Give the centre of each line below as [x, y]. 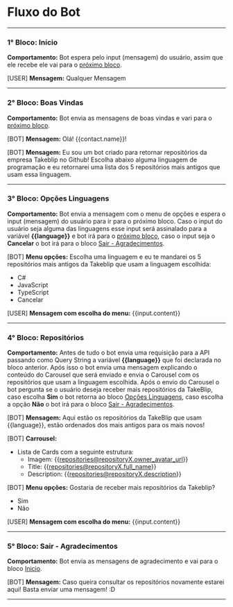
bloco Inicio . [25, 569]
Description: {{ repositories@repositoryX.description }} [104, 474]
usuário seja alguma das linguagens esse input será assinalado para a [107, 228]
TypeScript [33, 292]
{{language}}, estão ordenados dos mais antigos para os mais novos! [106, 425]
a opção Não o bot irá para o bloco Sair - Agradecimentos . [91, 404]
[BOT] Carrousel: [32, 438]
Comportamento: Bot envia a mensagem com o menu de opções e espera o [116, 214]
